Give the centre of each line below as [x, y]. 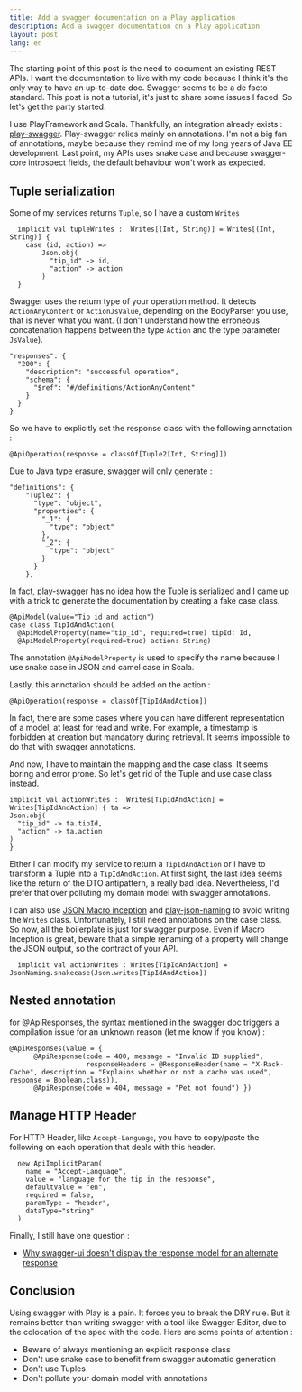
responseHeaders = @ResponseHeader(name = [167, 1064]
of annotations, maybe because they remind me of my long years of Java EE [151, 143]
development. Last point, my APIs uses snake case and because [129, 153]
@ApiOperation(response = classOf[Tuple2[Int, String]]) [119, 455]
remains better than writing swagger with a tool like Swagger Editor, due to [148, 1322]
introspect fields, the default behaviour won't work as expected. [147, 162]
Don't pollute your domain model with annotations [115, 1378]
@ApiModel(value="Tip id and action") [82, 618]
